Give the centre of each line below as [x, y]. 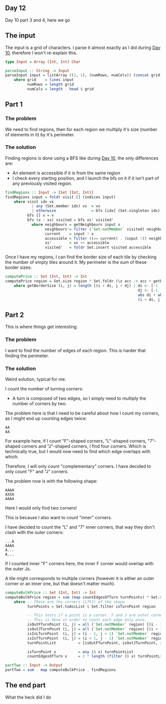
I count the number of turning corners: [44, 389]
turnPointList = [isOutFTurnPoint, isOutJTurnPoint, [92, 643]
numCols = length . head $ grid [60, 89]
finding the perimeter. [27, 356]
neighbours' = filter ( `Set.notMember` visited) [95, 229]
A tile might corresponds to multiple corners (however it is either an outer [80, 578]
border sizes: [19, 268]
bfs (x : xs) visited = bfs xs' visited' [70, 220]
